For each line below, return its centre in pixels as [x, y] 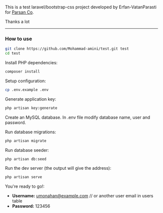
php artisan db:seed [26, 159]
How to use [19, 38]
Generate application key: [31, 99]
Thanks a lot [17, 22]
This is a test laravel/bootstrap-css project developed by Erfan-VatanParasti [81, 7]
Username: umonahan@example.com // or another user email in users [83, 196]
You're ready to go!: [25, 186]
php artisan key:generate [31, 108]
